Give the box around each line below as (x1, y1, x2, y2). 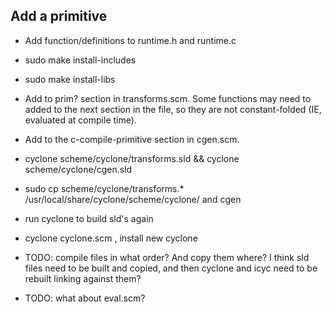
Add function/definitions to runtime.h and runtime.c (24, 34, 237, 46)
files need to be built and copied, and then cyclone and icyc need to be (24, 262, 318, 274)
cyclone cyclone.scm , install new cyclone (24, 232, 198, 244)
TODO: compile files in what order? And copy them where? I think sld (24, 251, 310, 263)
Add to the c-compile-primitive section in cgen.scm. (24, 133, 240, 145)
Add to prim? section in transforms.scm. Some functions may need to (24, 92, 312, 104)
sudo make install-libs (24, 73, 116, 85)
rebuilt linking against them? (24, 272, 142, 284)
